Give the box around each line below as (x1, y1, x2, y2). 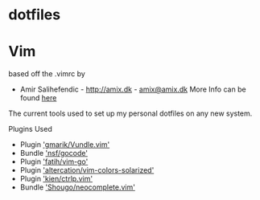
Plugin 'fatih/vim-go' (19, 157, 89, 166)
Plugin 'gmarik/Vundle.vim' (19, 140, 110, 149)
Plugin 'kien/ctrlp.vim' (19, 174, 93, 184)
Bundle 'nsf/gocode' (19, 149, 89, 158)
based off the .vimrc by (8, 69, 86, 79)
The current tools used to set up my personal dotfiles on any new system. (8, 108, 253, 118)
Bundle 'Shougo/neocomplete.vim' (19, 182, 135, 192)
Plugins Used (8, 124, 52, 134)
